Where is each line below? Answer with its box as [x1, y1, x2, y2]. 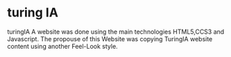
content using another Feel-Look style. [7, 42, 118, 50]
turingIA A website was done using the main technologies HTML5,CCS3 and [7, 27, 225, 36]
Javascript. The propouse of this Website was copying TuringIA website [7, 34, 213, 43]
